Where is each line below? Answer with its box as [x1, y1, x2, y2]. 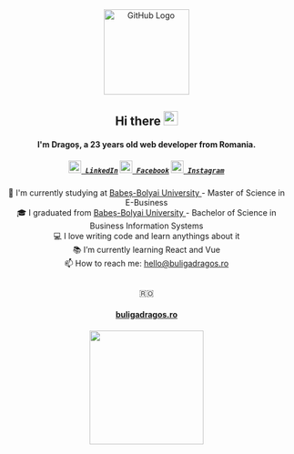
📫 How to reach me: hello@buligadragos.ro [64, 257, 229, 268]
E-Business [125, 197, 168, 207]
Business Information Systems [89, 220, 204, 231]
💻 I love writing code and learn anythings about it [53, 230, 240, 241]
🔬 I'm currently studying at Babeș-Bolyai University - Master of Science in [8, 187, 285, 198]
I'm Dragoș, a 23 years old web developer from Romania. [37, 138, 256, 149]
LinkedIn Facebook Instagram [85, 166, 225, 176]
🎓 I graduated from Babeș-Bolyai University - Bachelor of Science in [16, 207, 277, 217]
